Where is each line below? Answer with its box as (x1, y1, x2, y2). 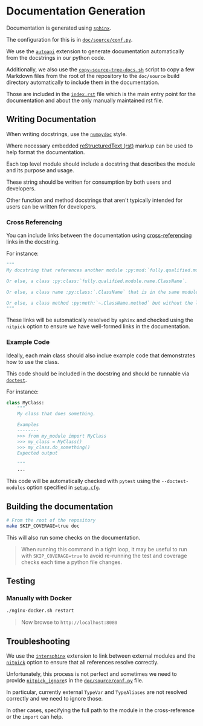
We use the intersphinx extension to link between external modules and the (6, 652, 196, 660)
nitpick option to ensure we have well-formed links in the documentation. (6, 323, 190, 330)
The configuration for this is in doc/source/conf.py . (6, 36, 133, 43)
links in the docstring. (6, 238, 60, 245)
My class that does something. (17, 411, 96, 417)
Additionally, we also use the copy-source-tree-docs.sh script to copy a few (6, 65, 195, 73)
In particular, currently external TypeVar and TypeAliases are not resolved (6, 689, 187, 696)
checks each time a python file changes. (21, 558, 123, 566)
